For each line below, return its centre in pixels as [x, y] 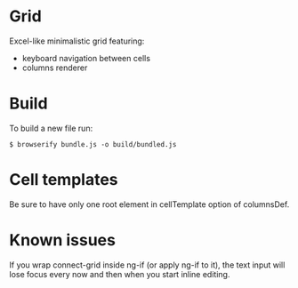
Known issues [62, 240]
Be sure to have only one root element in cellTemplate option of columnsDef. [149, 204]
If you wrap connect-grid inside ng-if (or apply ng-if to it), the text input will [147, 265]
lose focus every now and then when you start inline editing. [120, 274]
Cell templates [64, 180]
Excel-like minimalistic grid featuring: [77, 41]
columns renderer [55, 68]
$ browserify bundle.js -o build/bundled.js [93, 144]
